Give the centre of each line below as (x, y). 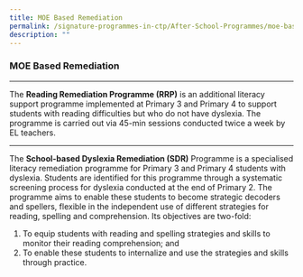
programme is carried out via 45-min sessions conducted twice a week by (147, 123)
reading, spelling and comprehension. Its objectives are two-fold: (130, 216)
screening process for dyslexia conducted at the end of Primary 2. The (141, 187)
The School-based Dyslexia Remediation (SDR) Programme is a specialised (151, 158)
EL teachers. (33, 133)
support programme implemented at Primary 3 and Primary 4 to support (143, 104)
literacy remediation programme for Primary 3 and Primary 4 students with (148, 168)
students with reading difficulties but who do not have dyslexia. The (135, 113)
